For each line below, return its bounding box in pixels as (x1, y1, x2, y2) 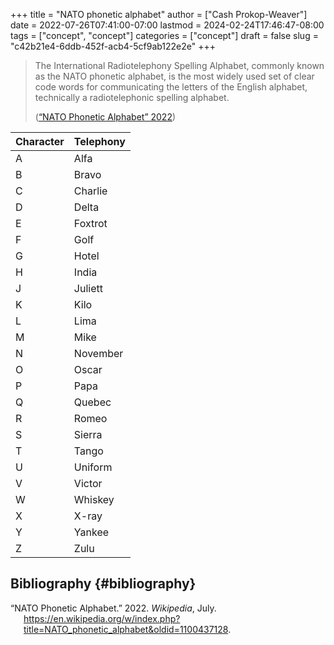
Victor (73, 477, 103, 490)
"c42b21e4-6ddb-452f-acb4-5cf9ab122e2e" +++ (10, 40, 217, 52)
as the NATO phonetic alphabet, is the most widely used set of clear (34, 70, 315, 82)
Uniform (73, 460, 113, 474)
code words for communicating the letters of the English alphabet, (34, 81, 308, 93)
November (73, 347, 124, 360)
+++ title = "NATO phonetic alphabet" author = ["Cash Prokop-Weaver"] (10, 9, 308, 20)
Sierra (73, 428, 103, 441)
